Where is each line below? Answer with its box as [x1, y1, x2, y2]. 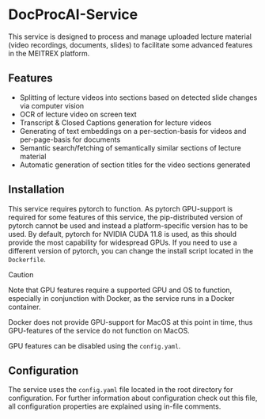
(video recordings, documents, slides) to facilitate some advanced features [8, 40, 253, 49]
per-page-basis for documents [19, 135, 121, 144]
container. [8, 302, 41, 311]
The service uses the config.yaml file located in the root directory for [8, 385, 233, 394]
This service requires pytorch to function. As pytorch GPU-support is [8, 204, 233, 213]
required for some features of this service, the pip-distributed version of [8, 212, 244, 222]
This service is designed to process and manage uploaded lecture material [8, 32, 252, 41]
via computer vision [19, 101, 85, 110]
